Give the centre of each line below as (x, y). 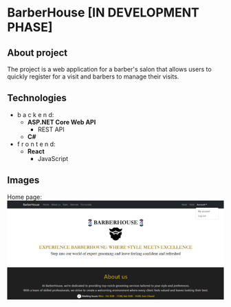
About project (37, 53)
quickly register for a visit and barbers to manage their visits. (93, 76)
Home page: (25, 197)
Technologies (37, 98)
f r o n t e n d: (36, 144)
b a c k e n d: (35, 114)
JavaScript (53, 158)
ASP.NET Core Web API (62, 122)
